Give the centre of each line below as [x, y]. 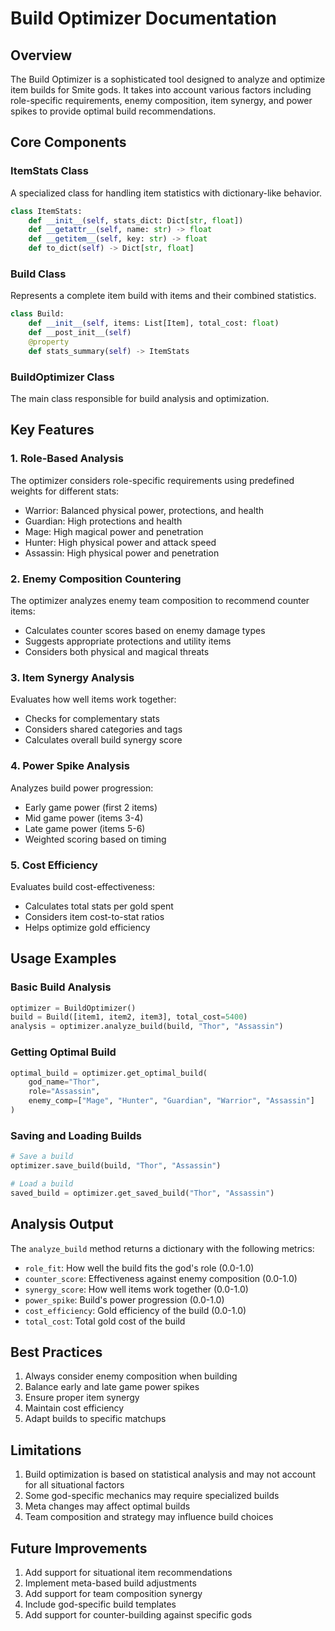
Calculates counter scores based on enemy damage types [145, 631]
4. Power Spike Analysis [70, 766]
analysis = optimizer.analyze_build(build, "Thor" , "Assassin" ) [147, 1027]
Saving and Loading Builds [76, 1135]
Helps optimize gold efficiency [87, 927]
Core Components [68, 142]
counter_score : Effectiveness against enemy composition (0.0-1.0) [161, 1278]
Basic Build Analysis [61, 987]
